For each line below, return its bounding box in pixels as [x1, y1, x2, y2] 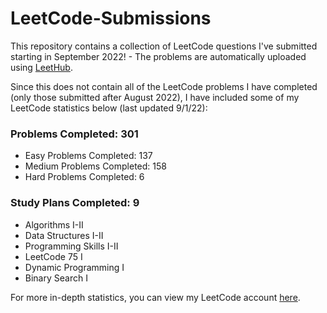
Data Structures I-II [24, 229, 104, 241]
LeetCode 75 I [24, 250, 83, 262]
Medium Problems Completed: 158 [24, 160, 167, 172]
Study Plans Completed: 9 [10, 196, 140, 210]
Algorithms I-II [24, 218, 84, 231]
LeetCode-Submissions [10, 7, 212, 30]
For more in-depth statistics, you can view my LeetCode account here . [10, 291, 301, 303]
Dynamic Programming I [24, 261, 125, 273]
